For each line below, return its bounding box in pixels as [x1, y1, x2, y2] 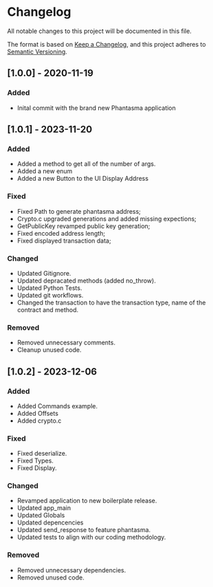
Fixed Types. [16, 456, 54, 465]
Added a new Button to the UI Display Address [16, 175, 149, 183]
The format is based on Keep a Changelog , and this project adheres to [7, 40, 206, 48]
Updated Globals [16, 511, 65, 520]
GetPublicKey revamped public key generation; [16, 221, 150, 230]
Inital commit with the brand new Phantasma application [16, 104, 177, 112]
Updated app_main [16, 504, 71, 512]
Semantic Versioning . [7, 47, 67, 56]
